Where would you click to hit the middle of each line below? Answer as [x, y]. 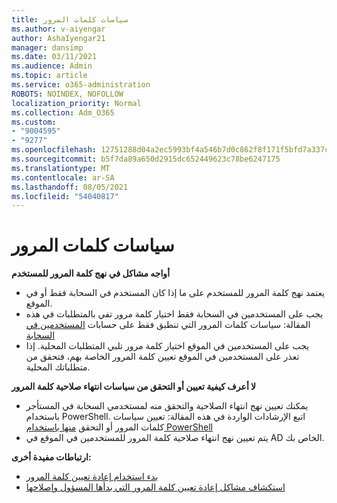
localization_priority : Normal [76, 103]
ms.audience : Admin [52, 66]
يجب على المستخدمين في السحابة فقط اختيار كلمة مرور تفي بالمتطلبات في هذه [174, 314]
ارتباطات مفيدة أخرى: [51, 457]
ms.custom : [34, 122]
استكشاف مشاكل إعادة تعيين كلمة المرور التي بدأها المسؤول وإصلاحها [155, 487]
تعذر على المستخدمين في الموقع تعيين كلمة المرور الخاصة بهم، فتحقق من [162, 357]
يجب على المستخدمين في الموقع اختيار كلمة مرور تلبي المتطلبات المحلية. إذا [167, 346]
